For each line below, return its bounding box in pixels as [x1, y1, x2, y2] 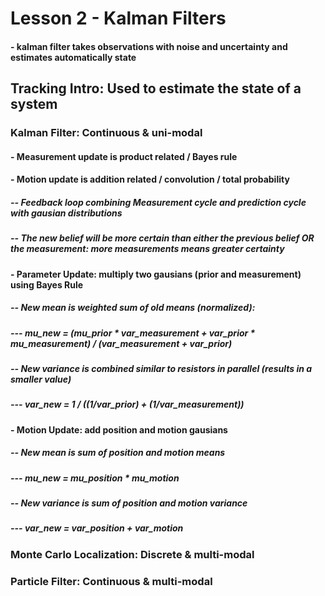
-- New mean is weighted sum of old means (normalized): [10, 302, 256, 314]
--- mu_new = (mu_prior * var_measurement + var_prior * [10, 327, 256, 339]
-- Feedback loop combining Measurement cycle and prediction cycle [10, 196, 307, 208]
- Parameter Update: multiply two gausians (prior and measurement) [10, 268, 302, 280]
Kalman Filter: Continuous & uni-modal [10, 126, 203, 140]
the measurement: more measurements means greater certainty [10, 243, 285, 255]
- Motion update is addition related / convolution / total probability [10, 173, 290, 186]
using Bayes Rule [10, 278, 84, 291]
